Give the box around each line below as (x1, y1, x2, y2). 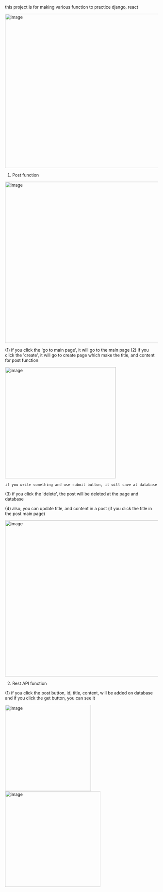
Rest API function (12, 680, 47, 686)
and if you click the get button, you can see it (5, 695, 96, 701)
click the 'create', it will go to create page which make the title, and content (5, 352, 155, 358)
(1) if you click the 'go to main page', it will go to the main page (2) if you (5, 347, 149, 353)
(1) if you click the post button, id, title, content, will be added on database (5, 690, 153, 695)
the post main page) (5, 511, 45, 516)
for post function (5, 357, 39, 363)
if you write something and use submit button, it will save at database (5, 482, 158, 487)
